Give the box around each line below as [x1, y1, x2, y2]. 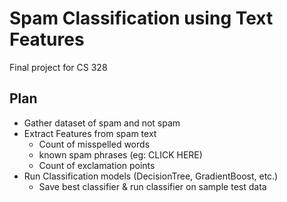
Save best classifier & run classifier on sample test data [38, 180, 267, 192]
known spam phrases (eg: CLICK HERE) [38, 148, 203, 161]
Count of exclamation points [38, 159, 156, 171]
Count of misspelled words [38, 138, 151, 150]
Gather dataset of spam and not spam [23, 117, 181, 129]
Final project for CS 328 [9, 61, 108, 73]
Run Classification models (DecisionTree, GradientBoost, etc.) [23, 170, 279, 182]
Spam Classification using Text [9, 7, 274, 30]
